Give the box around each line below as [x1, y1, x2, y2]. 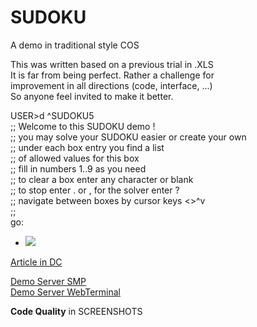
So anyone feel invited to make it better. [10, 90, 174, 102]
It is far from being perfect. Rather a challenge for [10, 69, 215, 81]
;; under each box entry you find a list [10, 141, 165, 153]
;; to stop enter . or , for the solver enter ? [10, 184, 180, 196]
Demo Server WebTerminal [10, 286, 121, 298]
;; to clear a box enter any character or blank [10, 173, 194, 185]
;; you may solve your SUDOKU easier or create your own [10, 131, 247, 143]
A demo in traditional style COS [10, 39, 140, 51]
